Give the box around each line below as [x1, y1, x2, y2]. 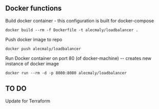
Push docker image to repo [5, 36, 62, 42]
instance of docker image [5, 61, 59, 67]
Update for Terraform [5, 98, 50, 104]
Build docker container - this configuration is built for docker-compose [5, 17, 154, 23]
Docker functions [5, 4, 62, 13]
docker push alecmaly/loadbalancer [5, 46, 81, 51]
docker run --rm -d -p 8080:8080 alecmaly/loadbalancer [5, 70, 127, 75]
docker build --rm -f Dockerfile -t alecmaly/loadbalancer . [5, 28, 139, 33]
